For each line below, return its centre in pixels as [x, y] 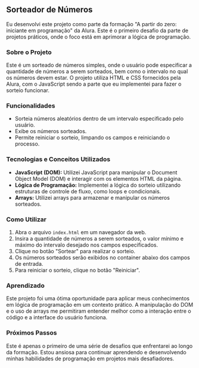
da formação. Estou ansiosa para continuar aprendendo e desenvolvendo [96, 352]
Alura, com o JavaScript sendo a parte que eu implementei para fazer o [94, 84]
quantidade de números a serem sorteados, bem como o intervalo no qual [97, 71]
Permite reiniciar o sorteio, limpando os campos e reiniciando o [92, 138]
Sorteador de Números [49, 10]
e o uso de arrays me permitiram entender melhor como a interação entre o [99, 311]
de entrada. [29, 264]
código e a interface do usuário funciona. [57, 317]
